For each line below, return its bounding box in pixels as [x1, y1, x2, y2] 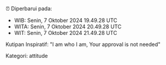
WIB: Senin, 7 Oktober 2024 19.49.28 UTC [14, 17, 118, 24]
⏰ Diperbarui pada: [5, 5, 53, 12]
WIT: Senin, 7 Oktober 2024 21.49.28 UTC [14, 30, 117, 36]
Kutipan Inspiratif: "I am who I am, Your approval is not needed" [5, 41, 161, 48]
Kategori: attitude [5, 53, 48, 59]
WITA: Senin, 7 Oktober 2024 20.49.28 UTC [14, 23, 122, 30]
